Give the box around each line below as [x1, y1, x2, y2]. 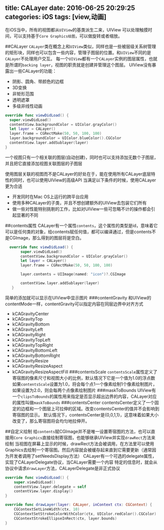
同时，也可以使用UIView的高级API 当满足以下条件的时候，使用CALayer [13, 177, 157, 183]
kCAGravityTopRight [12, 342, 53, 348]
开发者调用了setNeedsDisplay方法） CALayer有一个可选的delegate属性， [9, 453, 157, 459]
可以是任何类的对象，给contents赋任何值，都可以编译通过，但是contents [5, 229, 152, 235]
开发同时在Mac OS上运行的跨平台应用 [12, 194, 89, 200]
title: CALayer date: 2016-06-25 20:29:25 [5, 4, 136, 12]
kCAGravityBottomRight [12, 353, 60, 358]
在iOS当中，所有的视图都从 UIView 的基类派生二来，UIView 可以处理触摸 [5, 27, 148, 32]
